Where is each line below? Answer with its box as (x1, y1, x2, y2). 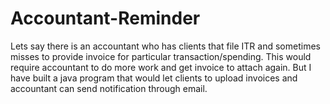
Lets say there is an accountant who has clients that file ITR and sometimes (10, 40, 321, 52)
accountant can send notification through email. (10, 82, 208, 94)
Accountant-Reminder (10, 7, 201, 30)
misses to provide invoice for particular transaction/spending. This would (10, 50, 312, 62)
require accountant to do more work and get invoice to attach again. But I (10, 61, 312, 73)
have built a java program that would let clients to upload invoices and (10, 72, 298, 84)
